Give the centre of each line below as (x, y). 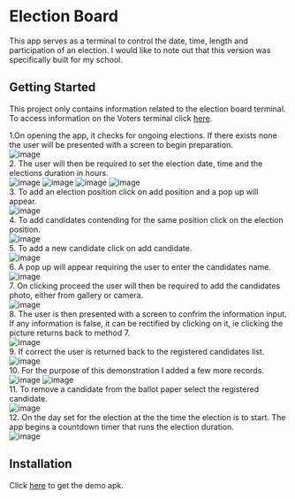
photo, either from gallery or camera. (76, 295)
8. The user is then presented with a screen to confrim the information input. (148, 314)
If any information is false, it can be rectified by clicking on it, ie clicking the (146, 323)
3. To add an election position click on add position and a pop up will (134, 191)
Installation (41, 464)
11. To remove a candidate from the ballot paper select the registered (134, 389)
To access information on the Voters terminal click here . (111, 118)
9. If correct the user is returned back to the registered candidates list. (137, 351)
